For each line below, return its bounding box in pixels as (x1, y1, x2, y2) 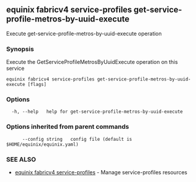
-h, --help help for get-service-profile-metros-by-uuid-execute (11, 109, 183, 115)
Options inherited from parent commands (6, 122, 130, 131)
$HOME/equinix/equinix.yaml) (6, 141, 79, 147)
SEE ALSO (6, 155, 36, 164)
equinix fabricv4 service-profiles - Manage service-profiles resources (14, 169, 188, 175)
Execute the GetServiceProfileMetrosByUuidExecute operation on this (6, 58, 178, 66)
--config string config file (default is (22, 136, 133, 142)
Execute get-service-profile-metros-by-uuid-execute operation (6, 30, 163, 37)
